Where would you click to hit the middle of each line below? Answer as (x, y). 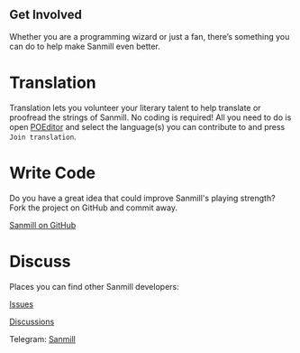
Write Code (53, 173)
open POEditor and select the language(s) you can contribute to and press (147, 126)
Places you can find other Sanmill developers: (94, 286)
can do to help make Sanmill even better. (85, 46)
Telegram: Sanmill (43, 339)
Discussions (32, 321)
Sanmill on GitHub (43, 225)
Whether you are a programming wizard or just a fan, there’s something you (150, 36)
